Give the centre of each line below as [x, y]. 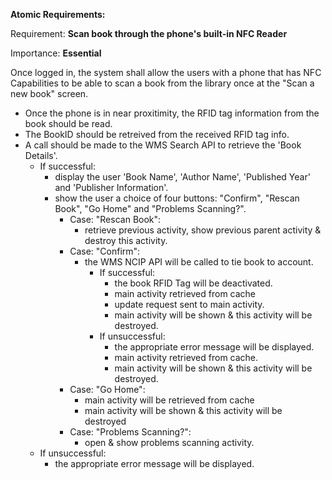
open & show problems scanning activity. [169, 442]
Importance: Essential [56, 53]
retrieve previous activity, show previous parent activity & [203, 230]
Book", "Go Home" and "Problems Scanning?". [150, 208]
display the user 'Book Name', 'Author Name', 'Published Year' [182, 177]
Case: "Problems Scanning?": [130, 432]
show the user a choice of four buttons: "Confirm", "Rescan [177, 198]
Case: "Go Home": [107, 389]
